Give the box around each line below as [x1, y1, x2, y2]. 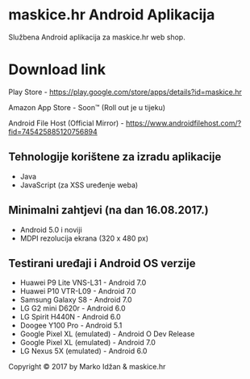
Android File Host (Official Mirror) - [8, 118, 124, 128]
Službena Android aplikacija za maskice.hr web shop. [8, 32, 185, 42]
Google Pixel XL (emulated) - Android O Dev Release [19, 329, 195, 339]
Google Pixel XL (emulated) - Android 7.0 [19, 338, 156, 348]
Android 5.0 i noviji [19, 225, 82, 234]
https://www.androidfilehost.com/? [125, 118, 242, 128]
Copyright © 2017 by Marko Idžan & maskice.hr [8, 362, 166, 372]
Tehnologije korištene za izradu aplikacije [8, 150, 222, 164]
